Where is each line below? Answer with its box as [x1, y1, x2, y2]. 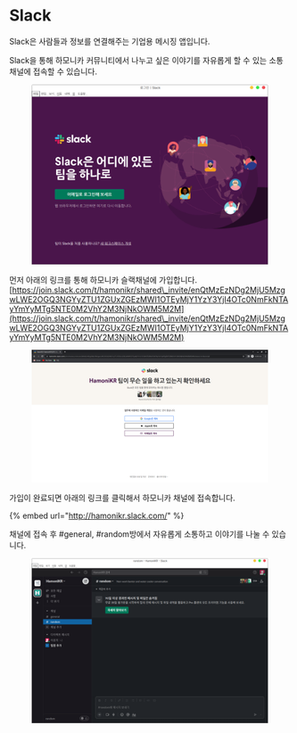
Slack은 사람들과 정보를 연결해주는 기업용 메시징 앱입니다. [9, 36, 210, 46]
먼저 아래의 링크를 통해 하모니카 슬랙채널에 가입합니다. [9, 274, 198, 285]
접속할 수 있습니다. [32, 66, 98, 77]
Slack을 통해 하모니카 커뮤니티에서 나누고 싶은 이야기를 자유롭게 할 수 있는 [9, 54, 268, 65]
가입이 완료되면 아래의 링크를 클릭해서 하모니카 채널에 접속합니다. [9, 492, 236, 504]
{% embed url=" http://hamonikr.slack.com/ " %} [9, 510, 185, 522]
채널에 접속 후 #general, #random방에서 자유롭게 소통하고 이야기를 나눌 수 [9, 529, 270, 539]
